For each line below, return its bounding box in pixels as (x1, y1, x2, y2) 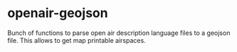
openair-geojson (7, 5, 108, 21)
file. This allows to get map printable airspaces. (7, 36, 146, 44)
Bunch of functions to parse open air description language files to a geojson (7, 28, 231, 37)
